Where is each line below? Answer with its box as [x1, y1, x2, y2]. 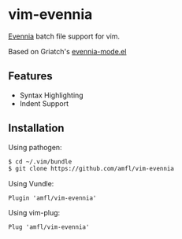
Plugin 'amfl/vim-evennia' [8, 194, 97, 202]
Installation [8, 122, 65, 135]
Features [8, 69, 53, 83]
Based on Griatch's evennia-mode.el [8, 46, 127, 56]
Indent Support [19, 98, 69, 108]
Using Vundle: [8, 179, 54, 189]
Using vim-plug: [8, 208, 61, 218]
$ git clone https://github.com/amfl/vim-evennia [8, 165, 175, 173]
